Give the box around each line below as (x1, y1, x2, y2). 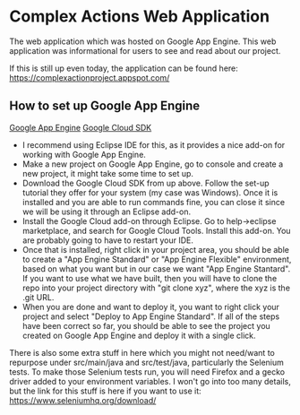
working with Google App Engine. (21, 149, 146, 160)
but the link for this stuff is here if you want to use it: (9, 385, 201, 396)
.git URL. (21, 291, 55, 302)
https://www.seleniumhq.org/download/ (9, 394, 157, 405)
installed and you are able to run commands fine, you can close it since (21, 196, 285, 207)
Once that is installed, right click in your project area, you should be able (21, 244, 289, 255)
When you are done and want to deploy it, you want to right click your (21, 301, 280, 312)
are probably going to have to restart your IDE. (21, 235, 194, 246)
